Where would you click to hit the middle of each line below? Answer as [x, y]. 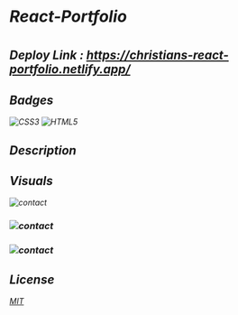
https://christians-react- [158, 56]
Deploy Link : [46, 56]
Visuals [31, 181]
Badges [32, 100]
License [32, 279]
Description [43, 150]
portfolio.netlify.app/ [70, 69]
